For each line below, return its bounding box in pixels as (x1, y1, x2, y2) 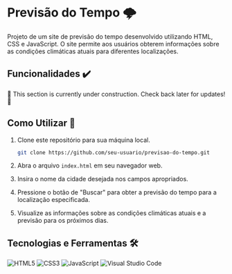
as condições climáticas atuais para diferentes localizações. (7, 47, 179, 55)
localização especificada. (17, 196, 90, 204)
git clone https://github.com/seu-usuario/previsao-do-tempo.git (17, 149, 210, 156)
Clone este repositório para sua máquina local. (17, 136, 150, 144)
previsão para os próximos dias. (17, 217, 109, 225)
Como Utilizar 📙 (7, 118, 76, 129)
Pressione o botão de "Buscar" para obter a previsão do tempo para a (17, 188, 217, 197)
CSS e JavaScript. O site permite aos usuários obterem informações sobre (7, 39, 220, 48)
